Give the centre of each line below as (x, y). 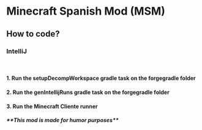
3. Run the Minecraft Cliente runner (52, 106)
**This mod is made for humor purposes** (63, 120)
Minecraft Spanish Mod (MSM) (86, 11)
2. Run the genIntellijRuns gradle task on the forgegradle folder (88, 92)
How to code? (33, 34)
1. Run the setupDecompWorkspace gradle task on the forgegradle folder (101, 78)
